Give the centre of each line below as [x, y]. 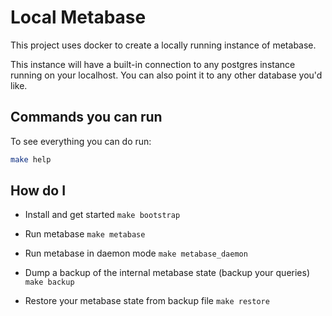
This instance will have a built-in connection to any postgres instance [153, 64]
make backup [49, 282]
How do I [38, 191]
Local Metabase [78, 17]
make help [31, 159]
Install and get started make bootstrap [102, 215]
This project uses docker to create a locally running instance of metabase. [163, 45]
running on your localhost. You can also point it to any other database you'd [166, 75]
